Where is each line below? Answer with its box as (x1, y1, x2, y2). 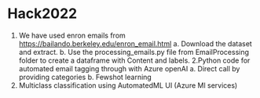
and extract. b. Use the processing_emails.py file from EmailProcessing (18, 47, 249, 56)
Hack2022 (7, 5, 78, 23)
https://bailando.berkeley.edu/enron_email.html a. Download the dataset (18, 38, 252, 48)
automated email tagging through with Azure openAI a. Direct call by (18, 64, 240, 73)
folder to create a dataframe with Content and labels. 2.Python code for (18, 56, 251, 65)
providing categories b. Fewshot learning (18, 72, 152, 82)
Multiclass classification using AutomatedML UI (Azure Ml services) (18, 80, 238, 90)
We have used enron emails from (18, 31, 126, 40)
